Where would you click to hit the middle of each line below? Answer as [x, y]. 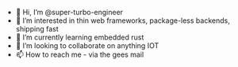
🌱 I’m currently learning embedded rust [80, 37]
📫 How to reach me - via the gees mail [80, 54]
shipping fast [37, 29]
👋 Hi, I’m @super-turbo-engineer [69, 12]
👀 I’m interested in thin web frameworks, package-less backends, [123, 20]
